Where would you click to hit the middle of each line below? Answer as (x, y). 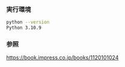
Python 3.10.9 (24, 28)
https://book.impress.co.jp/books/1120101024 (62, 57)
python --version (28, 22)
